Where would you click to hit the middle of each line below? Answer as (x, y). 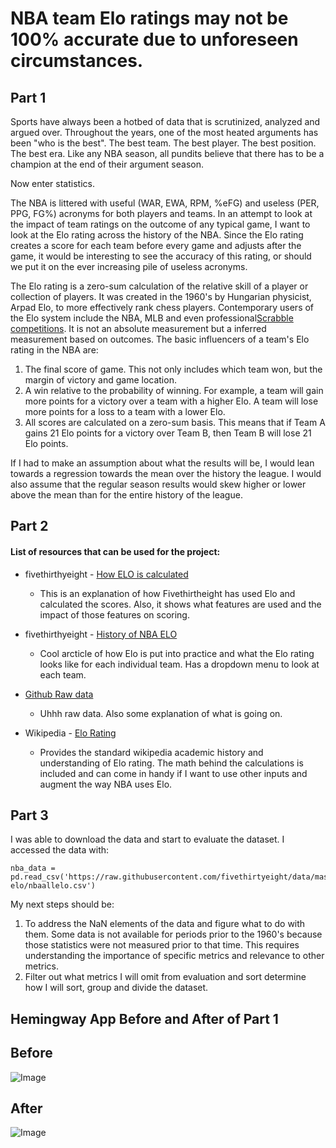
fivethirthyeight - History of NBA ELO (101, 634)
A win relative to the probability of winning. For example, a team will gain (174, 390)
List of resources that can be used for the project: (115, 551)
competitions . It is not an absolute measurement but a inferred (138, 328)
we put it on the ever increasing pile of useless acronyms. (129, 266)
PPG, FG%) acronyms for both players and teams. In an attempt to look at (161, 213)
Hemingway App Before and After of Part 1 (144, 1018)
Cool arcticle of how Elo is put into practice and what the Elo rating (177, 653)
